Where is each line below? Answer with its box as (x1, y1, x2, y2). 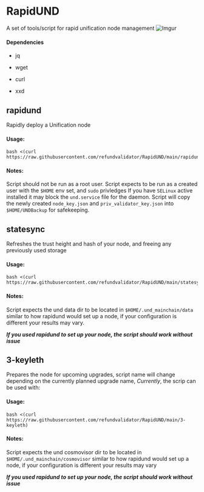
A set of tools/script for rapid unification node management (6, 24, 155, 32)
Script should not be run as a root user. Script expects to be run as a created (6, 180, 198, 188)
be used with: (6, 384, 41, 391)
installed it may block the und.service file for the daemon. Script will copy (6, 193, 191, 201)
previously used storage (6, 247, 67, 254)
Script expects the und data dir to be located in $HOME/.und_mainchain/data (6, 306, 193, 313)
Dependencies (6, 38, 44, 46)
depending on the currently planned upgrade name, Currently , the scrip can (6, 377, 196, 385)
